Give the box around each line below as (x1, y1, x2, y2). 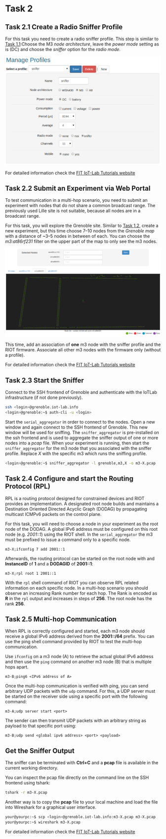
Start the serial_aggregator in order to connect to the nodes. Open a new (5, 419, 156, 425)
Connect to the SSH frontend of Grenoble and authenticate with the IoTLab (5, 390, 157, 395)
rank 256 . (5, 601, 25, 607)
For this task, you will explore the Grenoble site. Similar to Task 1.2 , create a (5, 223, 159, 228)
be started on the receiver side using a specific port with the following (5, 693, 148, 699)
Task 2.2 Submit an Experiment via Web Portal (5, 184, 151, 192)
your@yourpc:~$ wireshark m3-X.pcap (5, 820, 81, 825)
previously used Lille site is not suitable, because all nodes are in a (5, 208, 141, 214)
